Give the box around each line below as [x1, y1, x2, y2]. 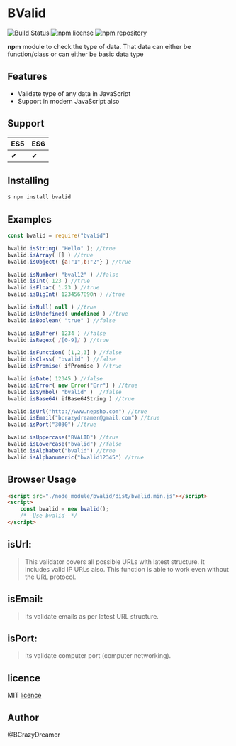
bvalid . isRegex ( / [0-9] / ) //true [7, 336, 110, 343]
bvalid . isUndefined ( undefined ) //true [7, 310, 129, 317]
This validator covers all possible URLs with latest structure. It [24, 557, 206, 566]
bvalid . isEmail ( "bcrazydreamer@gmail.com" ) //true [7, 415, 160, 422]
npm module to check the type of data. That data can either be [7, 42, 191, 50]
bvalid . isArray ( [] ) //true [7, 251, 94, 259]
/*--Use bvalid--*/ [20, 512, 78, 520]
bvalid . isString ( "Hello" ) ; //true [7, 245, 116, 252]
